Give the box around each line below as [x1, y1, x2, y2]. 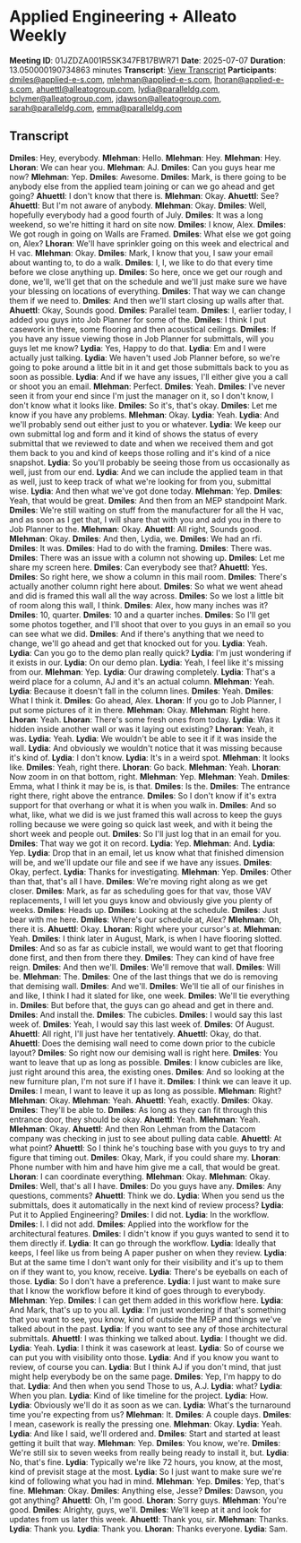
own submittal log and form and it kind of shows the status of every [9, 428, 259, 439]
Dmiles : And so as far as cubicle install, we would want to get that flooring [9, 943, 284, 953]
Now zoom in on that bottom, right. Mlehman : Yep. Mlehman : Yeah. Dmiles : [9, 771, 290, 781]
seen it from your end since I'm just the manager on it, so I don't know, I [9, 390, 274, 401]
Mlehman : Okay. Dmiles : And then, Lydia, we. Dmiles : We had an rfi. [9, 533, 262, 544]
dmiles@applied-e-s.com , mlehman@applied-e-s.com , [9, 73, 213, 84]
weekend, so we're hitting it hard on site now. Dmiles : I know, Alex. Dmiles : [9, 219, 287, 229]
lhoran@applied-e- [213, 73, 285, 84]
